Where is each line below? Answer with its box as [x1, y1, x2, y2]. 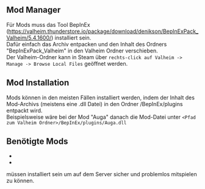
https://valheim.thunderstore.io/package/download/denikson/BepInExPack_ [8, 27, 199, 35]
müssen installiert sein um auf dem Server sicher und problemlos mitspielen [6, 171, 197, 178]
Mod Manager [6, 5, 61, 15]
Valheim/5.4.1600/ [6, 34, 52, 41]
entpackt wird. [6, 107, 43, 114]
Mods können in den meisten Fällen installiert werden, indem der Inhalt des [6, 94, 195, 101]
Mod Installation [6, 77, 70, 88]
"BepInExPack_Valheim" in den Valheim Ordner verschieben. [6, 47, 159, 54]
